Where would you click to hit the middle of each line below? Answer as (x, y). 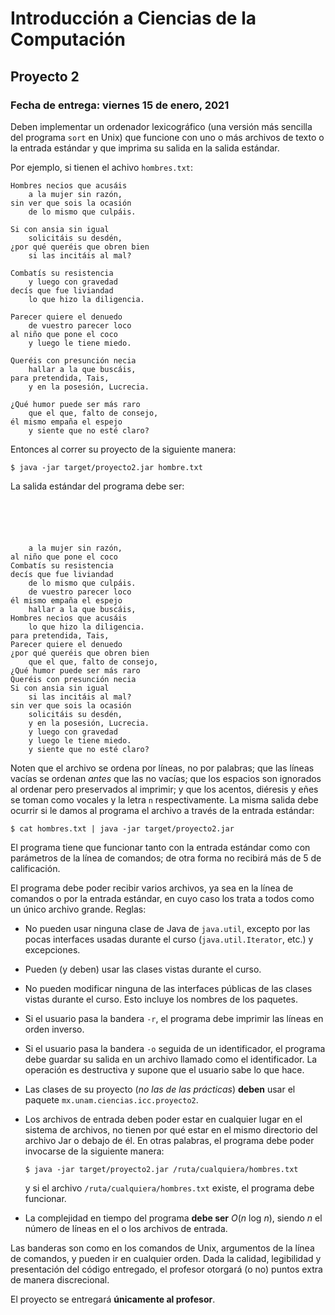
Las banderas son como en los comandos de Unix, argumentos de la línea (162, 1248)
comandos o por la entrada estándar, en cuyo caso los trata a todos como (162, 898)
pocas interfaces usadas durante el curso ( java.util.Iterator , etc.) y (169, 939)
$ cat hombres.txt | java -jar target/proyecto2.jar (122, 828)
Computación (68, 39)
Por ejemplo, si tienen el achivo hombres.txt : (102, 167)
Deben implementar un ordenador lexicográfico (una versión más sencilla (161, 126)
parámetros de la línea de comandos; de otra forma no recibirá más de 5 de (166, 858)
